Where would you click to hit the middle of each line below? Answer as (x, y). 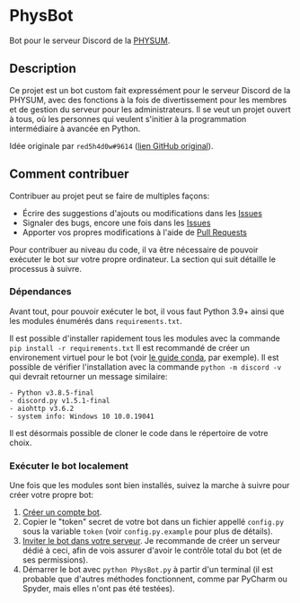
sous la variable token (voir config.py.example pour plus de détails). (148, 531)
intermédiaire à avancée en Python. (75, 128)
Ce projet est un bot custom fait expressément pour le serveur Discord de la (150, 90)
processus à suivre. (46, 268)
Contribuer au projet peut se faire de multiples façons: (110, 196)
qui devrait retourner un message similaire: (88, 376)
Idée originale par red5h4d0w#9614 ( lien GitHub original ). (111, 145)
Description (43, 69)
